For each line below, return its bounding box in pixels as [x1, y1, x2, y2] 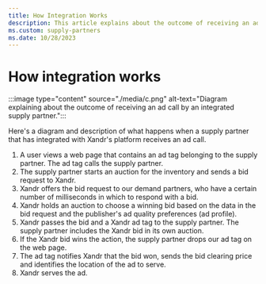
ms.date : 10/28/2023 [8, 33, 77, 42]
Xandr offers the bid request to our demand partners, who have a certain [19, 184, 257, 194]
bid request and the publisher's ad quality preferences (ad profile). [19, 209, 237, 219]
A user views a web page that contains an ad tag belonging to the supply [19, 150, 258, 159]
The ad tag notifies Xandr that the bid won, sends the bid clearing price [19, 251, 253, 261]
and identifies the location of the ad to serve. [19, 259, 166, 270]
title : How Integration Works [8, 11, 108, 20]
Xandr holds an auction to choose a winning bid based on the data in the [19, 201, 256, 210]
